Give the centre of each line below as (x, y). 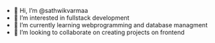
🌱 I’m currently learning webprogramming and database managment (111, 25)
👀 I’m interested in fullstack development (71, 18)
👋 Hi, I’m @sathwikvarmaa (51, 11)
